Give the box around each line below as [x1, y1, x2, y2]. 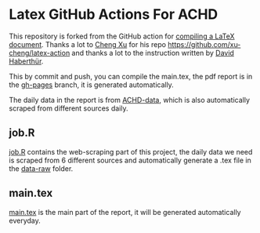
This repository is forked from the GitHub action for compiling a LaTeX [9, 31, 235, 41]
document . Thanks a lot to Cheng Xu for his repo [9, 39, 167, 49]
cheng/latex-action [9, 48, 70, 57]
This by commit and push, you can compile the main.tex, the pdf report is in [9, 71, 253, 81]
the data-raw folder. [9, 163, 74, 173]
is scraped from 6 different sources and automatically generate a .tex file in [9, 155, 251, 165]
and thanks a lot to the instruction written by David [71, 48, 234, 57]
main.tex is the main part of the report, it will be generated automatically [9, 207, 241, 217]
